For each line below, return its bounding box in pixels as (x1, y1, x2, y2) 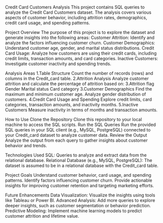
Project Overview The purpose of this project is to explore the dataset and (5, 30, 155, 35)
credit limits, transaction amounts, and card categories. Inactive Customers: (5, 56, 159, 61)
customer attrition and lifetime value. (5, 213, 80, 219)
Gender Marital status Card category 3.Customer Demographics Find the (5, 86, 152, 92)
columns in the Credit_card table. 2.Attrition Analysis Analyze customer (5, 76, 149, 81)
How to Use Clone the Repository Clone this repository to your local (5, 117, 142, 122)
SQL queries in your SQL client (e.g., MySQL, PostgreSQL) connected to (5, 127, 151, 132)
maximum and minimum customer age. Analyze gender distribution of (5, 91, 146, 97)
